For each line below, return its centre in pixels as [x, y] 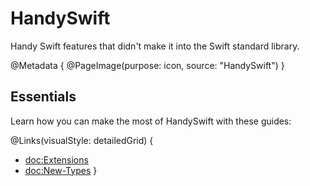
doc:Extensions [56, 159]
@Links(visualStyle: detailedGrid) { [82, 140]
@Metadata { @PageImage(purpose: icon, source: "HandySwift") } [147, 65]
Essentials [43, 97]
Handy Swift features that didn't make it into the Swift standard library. [155, 46]
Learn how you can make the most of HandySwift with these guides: [151, 121]
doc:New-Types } [61, 170]
